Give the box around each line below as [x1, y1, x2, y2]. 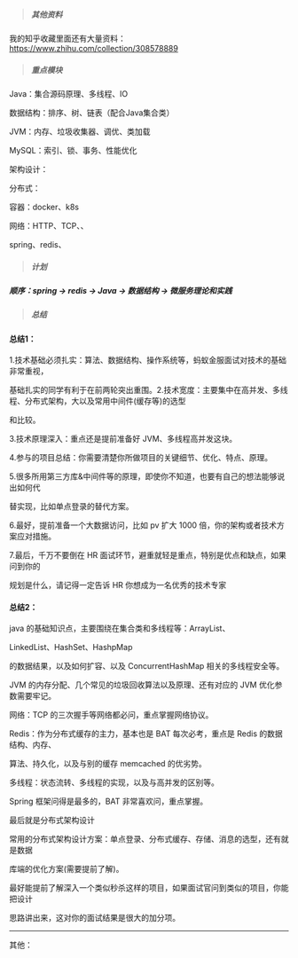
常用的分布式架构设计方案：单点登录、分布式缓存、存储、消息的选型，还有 [9, 834, 281, 844]
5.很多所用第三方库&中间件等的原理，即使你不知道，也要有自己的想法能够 [9, 471, 278, 482]
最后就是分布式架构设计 [9, 815, 95, 826]
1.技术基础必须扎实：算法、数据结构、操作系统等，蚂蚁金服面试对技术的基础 [9, 355, 286, 365]
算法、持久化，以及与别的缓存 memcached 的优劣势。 [9, 758, 207, 769]
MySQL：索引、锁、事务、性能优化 [9, 145, 137, 155]
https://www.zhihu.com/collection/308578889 [9, 43, 179, 53]
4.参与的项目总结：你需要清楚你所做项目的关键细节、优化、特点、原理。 [9, 452, 273, 463]
